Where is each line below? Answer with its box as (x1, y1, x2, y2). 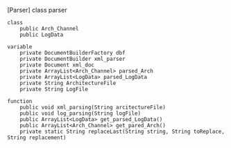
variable (7, 44, 33, 50)
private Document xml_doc (19, 62, 95, 68)
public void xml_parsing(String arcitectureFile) (19, 104, 166, 111)
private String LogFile (19, 86, 89, 93)
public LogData (19, 31, 64, 38)
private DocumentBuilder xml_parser (19, 55, 126, 62)
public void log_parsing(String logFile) (19, 110, 141, 117)
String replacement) (7, 134, 67, 141)
